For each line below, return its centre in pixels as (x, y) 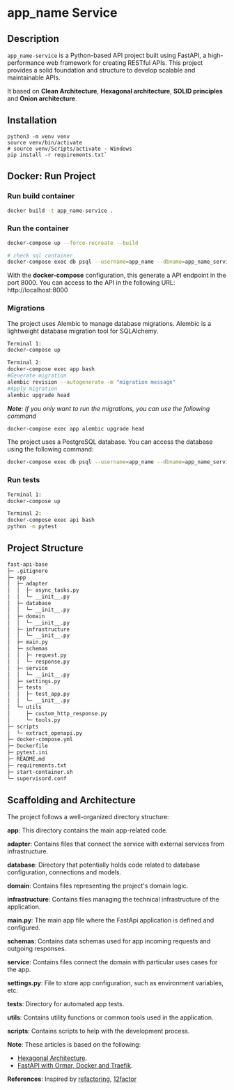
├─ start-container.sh (40, 772)
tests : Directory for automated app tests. (66, 1004)
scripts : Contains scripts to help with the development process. (99, 1031)
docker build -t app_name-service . (60, 211)
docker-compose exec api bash (51, 520)
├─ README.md (26, 759)
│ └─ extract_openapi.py (45, 733)
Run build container (41, 196)
